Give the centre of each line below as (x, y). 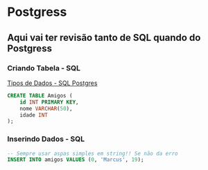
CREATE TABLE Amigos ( (40, 95)
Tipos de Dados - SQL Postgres (52, 83)
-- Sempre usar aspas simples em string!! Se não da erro (93, 153)
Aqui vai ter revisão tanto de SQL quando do (104, 38)
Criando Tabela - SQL (44, 68)
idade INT (34, 115)
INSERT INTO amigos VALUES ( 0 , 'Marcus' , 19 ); (76, 160)
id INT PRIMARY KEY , (49, 102)
